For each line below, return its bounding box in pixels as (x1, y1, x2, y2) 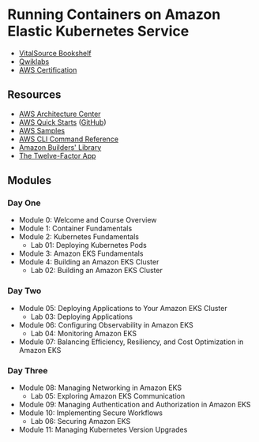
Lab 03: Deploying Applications (30, 312, 133, 321)
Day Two (7, 286, 42, 297)
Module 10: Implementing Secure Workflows (18, 408, 163, 418)
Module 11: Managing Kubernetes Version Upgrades (18, 425, 188, 435)
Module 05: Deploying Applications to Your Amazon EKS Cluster (18, 303, 227, 313)
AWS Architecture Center (18, 109, 101, 118)
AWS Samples (18, 125, 65, 135)
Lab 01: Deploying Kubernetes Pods (30, 241, 147, 250)
